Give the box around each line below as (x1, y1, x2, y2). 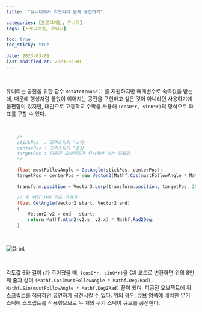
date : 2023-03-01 (6, 53, 50, 59)
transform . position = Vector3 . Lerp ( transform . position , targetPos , (17, 183, 189, 190)
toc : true (6, 36, 31, 42)
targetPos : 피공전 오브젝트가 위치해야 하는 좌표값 (17, 151, 130, 157)
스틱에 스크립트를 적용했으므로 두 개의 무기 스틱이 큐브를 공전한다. (6, 299, 161, 306)
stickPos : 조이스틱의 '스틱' (17, 139, 87, 145)
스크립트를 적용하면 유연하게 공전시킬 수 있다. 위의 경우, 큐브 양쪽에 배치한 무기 (6, 292, 191, 299)
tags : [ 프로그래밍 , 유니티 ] (6, 25, 67, 31)
